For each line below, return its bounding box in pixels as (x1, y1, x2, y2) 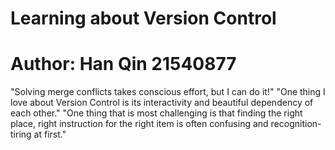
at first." (33, 128, 67, 141)
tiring (10, 128, 32, 141)
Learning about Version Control (10, 7, 277, 30)
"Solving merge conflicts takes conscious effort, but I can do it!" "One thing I (10, 86, 326, 98)
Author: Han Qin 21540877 (10, 53, 237, 76)
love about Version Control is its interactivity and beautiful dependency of (10, 97, 314, 109)
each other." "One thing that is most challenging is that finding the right (10, 107, 303, 119)
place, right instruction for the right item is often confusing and (10, 118, 269, 130)
